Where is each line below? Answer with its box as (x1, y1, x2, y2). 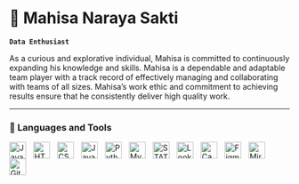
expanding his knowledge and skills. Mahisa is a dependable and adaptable (9, 62, 286, 73)
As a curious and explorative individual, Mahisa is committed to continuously (9, 52, 290, 63)
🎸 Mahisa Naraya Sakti (9, 8, 179, 28)
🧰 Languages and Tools (9, 121, 112, 133)
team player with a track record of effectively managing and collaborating (9, 71, 279, 83)
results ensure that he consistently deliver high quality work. (9, 91, 230, 101)
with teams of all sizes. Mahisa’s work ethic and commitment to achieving (9, 81, 279, 92)
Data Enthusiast (9, 37, 69, 46)
